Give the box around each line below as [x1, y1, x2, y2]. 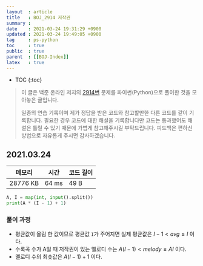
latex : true [6, 59, 45, 65]
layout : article [6, 8, 53, 15]
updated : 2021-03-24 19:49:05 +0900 [6, 31, 102, 37]
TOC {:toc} [15, 76, 42, 83]
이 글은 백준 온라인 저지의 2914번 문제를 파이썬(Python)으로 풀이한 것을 [21, 88, 191, 96]
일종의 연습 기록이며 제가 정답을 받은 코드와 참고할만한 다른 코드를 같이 [21, 109, 188, 116]
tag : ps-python [6, 37, 59, 43]
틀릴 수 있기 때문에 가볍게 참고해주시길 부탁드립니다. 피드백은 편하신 [32, 124, 193, 131]
